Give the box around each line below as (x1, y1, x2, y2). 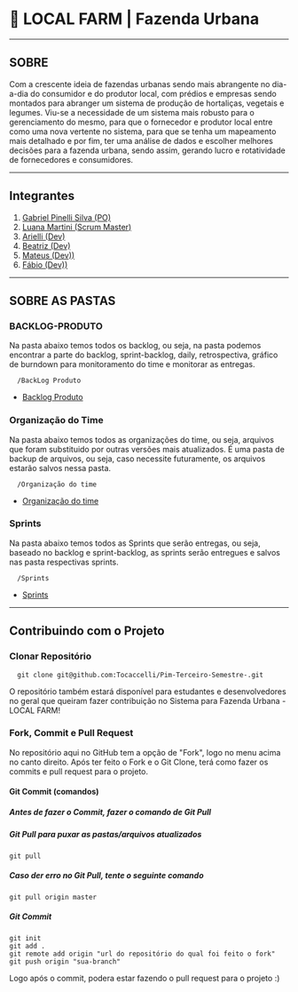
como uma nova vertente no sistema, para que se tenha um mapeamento (9, 125, 277, 137)
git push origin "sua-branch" (9, 956, 122, 966)
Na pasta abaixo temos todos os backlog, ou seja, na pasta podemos (9, 340, 262, 351)
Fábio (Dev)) (21, 259, 68, 270)
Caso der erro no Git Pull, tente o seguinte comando (9, 870, 204, 881)
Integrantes (9, 188, 75, 204)
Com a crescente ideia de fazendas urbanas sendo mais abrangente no (9, 78, 271, 89)
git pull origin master (9, 892, 98, 901)
